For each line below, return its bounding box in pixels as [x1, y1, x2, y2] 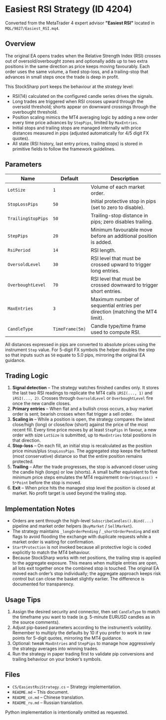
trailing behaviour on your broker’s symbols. [12, 656, 102, 662]
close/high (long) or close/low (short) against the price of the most [12, 422, 148, 428]
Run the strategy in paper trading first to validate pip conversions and [12, 651, 154, 656]
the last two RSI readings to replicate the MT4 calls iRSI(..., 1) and [12, 390, 153, 396]
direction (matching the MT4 [90, 308, 157, 315]
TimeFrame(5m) [52, 326, 86, 332]
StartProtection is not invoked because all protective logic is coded [12, 544, 151, 550]
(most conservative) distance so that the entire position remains [12, 453, 142, 459]
